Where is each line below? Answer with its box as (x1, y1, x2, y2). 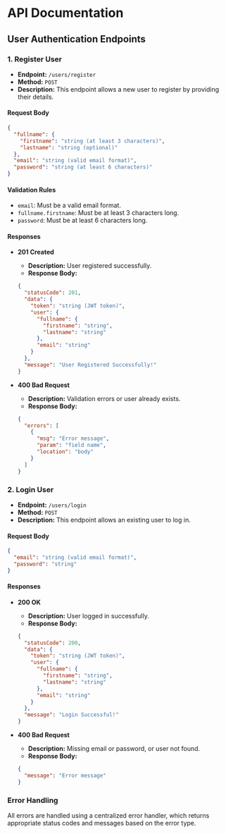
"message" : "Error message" (24, 772, 107, 779)
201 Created (17, 248, 54, 257)
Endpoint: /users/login (17, 501, 87, 509)
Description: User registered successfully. (27, 262, 152, 270)
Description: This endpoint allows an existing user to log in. (17, 515, 192, 524)
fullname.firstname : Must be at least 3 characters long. (17, 209, 180, 217)
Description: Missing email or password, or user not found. (27, 744, 201, 753)
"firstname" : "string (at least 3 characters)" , (20, 137, 165, 145)
